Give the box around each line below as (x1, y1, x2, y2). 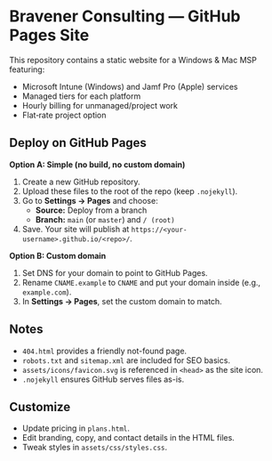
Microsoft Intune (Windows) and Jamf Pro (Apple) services (21, 81, 238, 92)
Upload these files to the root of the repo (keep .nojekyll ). (21, 185, 238, 197)
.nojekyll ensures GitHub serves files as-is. (21, 374, 185, 384)
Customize (9, 399, 71, 415)
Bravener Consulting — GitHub (9, 6, 242, 27)
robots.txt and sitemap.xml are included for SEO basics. (21, 354, 231, 366)
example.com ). (21, 287, 72, 297)
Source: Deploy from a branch (35, 205, 148, 215)
